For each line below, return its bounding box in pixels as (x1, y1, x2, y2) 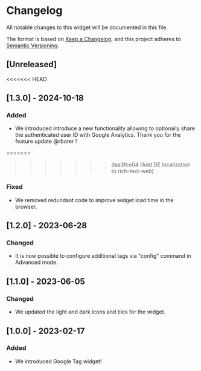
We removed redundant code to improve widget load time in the (14, 196, 174, 203)
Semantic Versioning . (6, 42, 59, 49)
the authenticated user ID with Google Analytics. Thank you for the (14, 131, 181, 139)
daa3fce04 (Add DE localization (111, 161, 191, 168)
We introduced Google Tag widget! (14, 358, 102, 365)
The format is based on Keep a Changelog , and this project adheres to (6, 35, 181, 42)
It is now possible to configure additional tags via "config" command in (14, 252, 191, 260)
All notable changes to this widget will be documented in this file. (6, 24, 168, 31)
